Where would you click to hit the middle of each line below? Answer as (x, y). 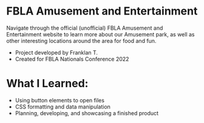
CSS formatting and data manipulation (63, 107)
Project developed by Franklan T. (56, 52)
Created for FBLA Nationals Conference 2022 (72, 59)
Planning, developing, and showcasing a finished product (87, 113)
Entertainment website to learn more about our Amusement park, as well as (100, 34)
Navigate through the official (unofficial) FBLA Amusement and (85, 28)
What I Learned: (47, 84)
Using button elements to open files (60, 100)
